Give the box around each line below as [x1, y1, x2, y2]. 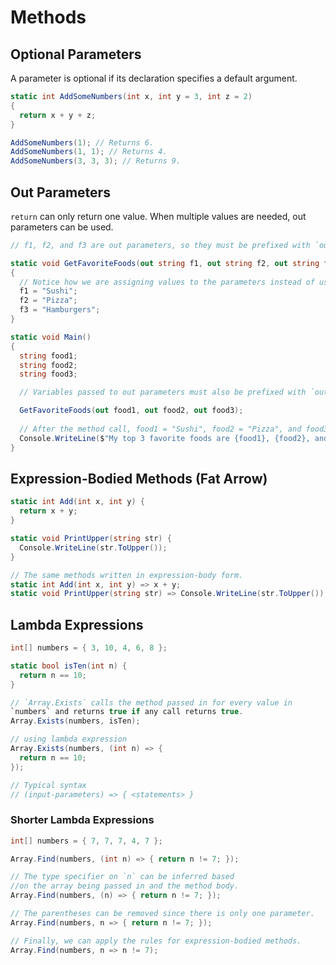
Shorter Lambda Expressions [10, 813, 155, 827]
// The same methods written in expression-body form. [10, 570, 244, 580]
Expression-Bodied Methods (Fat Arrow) [10, 470, 268, 487]
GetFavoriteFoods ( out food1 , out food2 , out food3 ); [19, 406, 244, 416]
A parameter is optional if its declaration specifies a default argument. [10, 72, 298, 84]
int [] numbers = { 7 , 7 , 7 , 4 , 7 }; [10, 836, 163, 846]
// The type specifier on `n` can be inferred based [10, 872, 235, 882]
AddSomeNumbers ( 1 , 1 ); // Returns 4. [10, 147, 168, 157]
